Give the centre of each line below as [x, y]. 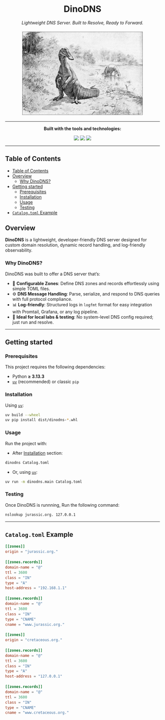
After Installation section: [37, 453]
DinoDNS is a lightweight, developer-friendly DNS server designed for [76, 240]
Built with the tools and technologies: [82, 129]
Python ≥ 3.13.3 [28, 376]
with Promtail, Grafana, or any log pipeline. [55, 312]
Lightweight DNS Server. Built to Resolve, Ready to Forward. [82, 23]
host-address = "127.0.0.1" [34, 676]
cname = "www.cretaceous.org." [37, 713]
